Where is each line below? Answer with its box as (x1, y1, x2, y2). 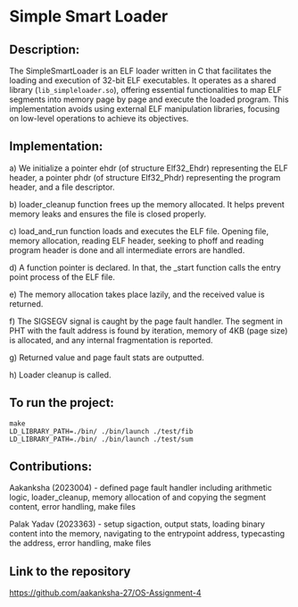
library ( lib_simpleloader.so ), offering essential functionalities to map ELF (9, 85, 283, 95)
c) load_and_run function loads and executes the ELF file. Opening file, (9, 225, 269, 236)
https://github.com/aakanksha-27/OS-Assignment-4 (9, 587, 202, 598)
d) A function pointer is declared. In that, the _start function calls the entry (9, 262, 281, 273)
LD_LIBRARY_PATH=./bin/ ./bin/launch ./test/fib (9, 426, 194, 435)
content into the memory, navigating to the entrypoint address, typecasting (9, 528, 286, 539)
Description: (9, 42, 80, 57)
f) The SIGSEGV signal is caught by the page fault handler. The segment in (9, 316, 284, 326)
